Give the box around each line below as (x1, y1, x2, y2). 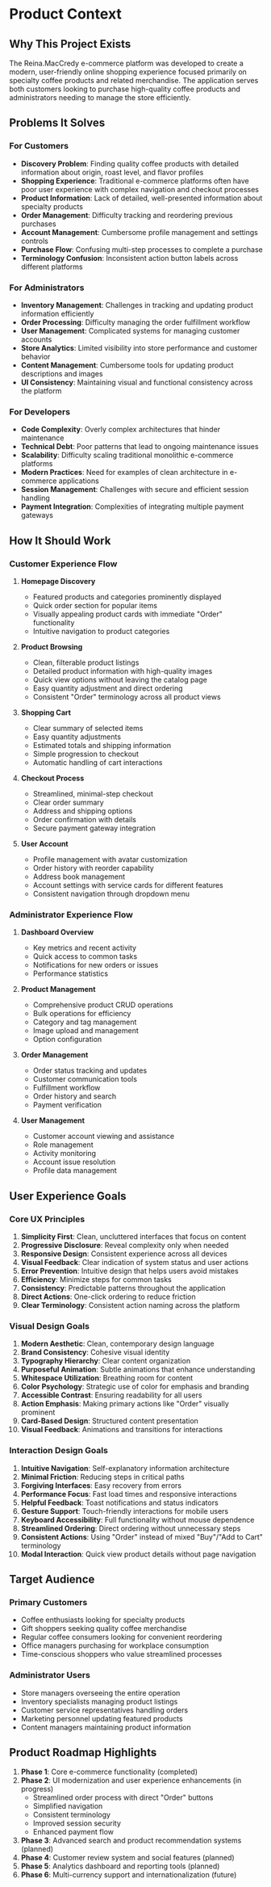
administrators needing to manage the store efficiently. (9, 93, 192, 102)
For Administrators (9, 282, 85, 293)
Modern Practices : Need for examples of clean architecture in (20, 468, 228, 477)
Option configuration (32, 1035, 102, 1044)
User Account (20, 838, 69, 848)
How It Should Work (9, 534, 111, 548)
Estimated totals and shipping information (32, 740, 172, 750)
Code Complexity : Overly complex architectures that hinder (20, 425, 221, 435)
